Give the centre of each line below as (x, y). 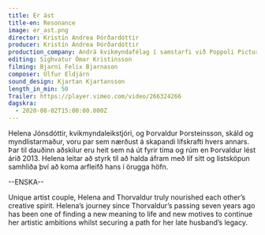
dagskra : (22, 103)
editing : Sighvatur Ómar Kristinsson (70, 60)
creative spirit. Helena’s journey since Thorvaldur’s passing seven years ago (132, 205)
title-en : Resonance (42, 23)
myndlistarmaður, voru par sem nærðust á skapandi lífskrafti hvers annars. (129, 142)
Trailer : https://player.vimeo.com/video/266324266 (95, 96)
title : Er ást (32, 15)
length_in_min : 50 (38, 89)
